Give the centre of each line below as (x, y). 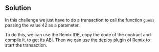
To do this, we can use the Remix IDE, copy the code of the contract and (78, 34)
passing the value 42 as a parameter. (42, 25)
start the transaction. (26, 45)
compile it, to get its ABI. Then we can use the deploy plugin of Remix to (78, 40)
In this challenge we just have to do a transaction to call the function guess (80, 20)
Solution (18, 8)
